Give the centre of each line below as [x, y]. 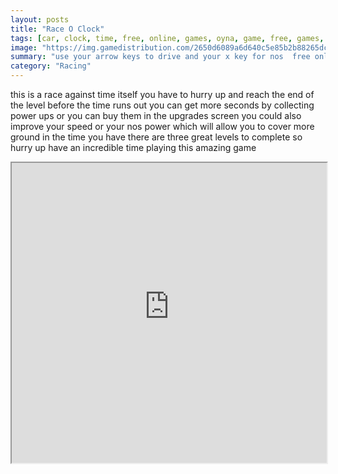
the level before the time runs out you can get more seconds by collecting [162, 105]
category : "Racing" [51, 66]
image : [24, 47]
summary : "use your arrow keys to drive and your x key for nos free [160, 57]
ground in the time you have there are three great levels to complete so [156, 137]
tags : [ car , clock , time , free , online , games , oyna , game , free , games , [167, 38]
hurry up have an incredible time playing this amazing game [133, 147]
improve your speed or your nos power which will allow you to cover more [162, 126]
